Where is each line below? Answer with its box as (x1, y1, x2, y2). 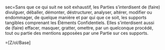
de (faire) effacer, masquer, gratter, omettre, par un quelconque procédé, (5, 25, 154, 31)
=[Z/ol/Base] (5, 40, 31, 46)
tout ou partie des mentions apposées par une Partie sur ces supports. (5, 30, 149, 36)
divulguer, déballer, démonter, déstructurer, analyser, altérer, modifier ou (5, 9, 152, 15)
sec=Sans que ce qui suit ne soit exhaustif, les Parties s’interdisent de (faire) (5, 4, 161, 10)
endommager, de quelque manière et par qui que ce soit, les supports (5, 15, 147, 20)
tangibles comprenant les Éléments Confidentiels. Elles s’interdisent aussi (5, 20, 154, 25)
